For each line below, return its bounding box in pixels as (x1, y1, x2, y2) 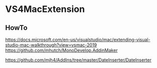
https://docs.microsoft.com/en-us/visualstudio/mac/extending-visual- (5, 36, 150, 42)
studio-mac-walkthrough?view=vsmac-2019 (5, 42, 97, 48)
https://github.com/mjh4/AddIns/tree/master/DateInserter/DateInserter (5, 57, 152, 63)
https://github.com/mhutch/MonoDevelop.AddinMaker (5, 47, 118, 53)
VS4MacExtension (5, 3, 85, 15)
